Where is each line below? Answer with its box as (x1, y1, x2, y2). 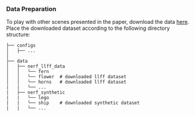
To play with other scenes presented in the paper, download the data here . (6, 19, 190, 26)
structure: (6, 31, 30, 38)
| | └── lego (6, 95, 49, 101)
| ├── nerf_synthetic (6, 90, 66, 96)
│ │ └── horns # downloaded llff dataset (6, 79, 127, 85)
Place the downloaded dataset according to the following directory (6, 24, 170, 32)
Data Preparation (6, 5, 57, 13)
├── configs (6, 42, 36, 49)
